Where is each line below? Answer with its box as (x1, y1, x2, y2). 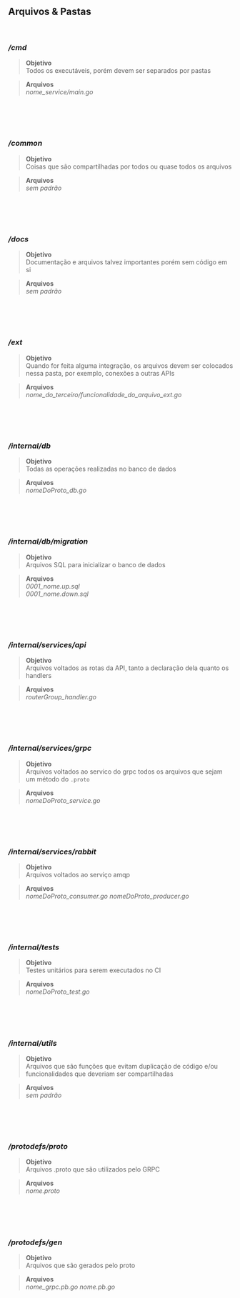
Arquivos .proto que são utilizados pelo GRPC (25, 1165, 160, 1174)
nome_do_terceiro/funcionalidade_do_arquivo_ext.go (25, 390, 182, 399)
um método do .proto (25, 774, 90, 783)
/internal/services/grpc (8, 743, 92, 753)
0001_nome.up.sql (25, 581, 81, 590)
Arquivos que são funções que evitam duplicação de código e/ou (25, 1062, 219, 1070)
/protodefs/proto (8, 1142, 69, 1152)
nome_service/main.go (25, 88, 94, 96)
